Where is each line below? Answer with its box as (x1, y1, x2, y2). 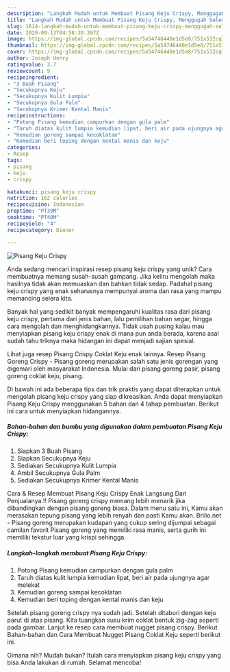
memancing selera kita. (7, 294, 73, 302)
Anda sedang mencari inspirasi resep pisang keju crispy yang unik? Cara (7, 265, 212, 273)
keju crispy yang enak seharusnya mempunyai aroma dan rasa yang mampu (7, 286, 222, 295)
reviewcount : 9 (7, 67, 51, 74)
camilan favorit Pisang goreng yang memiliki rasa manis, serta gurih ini (7, 526, 207, 534)
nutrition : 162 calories (7, 195, 78, 202)
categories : (7, 144, 41, 151)
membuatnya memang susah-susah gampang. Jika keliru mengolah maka (7, 272, 216, 280)
